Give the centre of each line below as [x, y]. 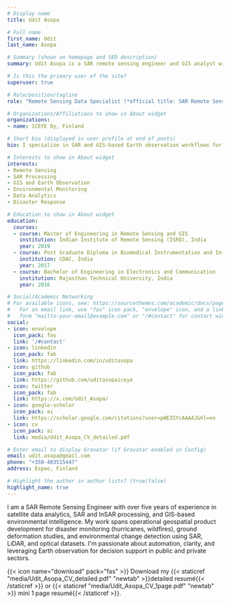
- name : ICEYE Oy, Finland [46, 126]
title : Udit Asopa [33, 20]
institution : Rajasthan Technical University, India [96, 278]
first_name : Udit [32, 38]
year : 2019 [35, 246]
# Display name [29, 13]
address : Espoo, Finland [42, 469]
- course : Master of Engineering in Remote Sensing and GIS [101, 234]
